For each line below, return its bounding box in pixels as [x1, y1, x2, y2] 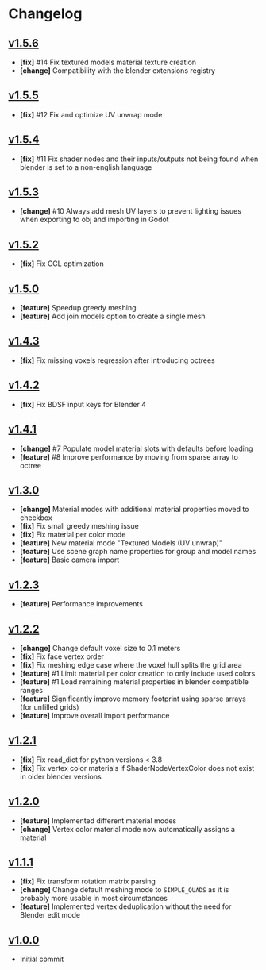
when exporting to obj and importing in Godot [19, 215, 169, 225]
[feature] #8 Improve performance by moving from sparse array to [19, 452, 238, 461]
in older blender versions [19, 772, 102, 781]
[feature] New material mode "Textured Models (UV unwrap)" [19, 538, 223, 548]
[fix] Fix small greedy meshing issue [19, 522, 139, 531]
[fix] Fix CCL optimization [19, 259, 105, 268]
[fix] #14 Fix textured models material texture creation [19, 57, 197, 67]
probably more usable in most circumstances [19, 894, 168, 903]
